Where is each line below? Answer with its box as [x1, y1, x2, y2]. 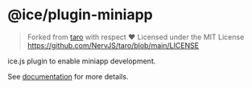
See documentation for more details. [7, 71, 129, 81]
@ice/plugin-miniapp [7, 6, 154, 24]
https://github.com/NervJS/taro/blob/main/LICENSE [27, 40, 200, 50]
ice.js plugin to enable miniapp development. [7, 56, 156, 66]
